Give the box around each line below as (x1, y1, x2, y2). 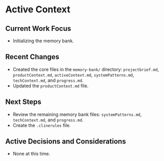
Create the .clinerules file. (12, 122, 71, 128)
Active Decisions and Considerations (5, 137, 127, 146)
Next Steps (5, 98, 42, 106)
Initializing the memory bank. (12, 38, 74, 44)
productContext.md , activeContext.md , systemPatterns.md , (12, 71, 134, 78)
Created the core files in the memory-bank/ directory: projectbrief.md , (12, 66, 159, 73)
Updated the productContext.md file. (12, 82, 89, 88)
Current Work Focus (5, 24, 72, 33)
